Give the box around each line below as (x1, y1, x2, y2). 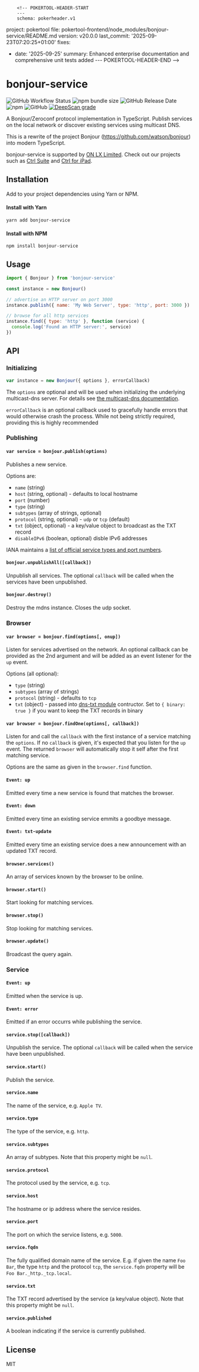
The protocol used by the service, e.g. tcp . (6, 1179, 111, 1186)
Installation (6, 174, 49, 184)
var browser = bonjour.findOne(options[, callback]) (6, 720, 140, 727)
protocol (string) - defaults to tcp (14, 695, 97, 702)
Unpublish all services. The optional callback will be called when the (6, 572, 174, 579)
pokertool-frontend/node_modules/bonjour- (61, 26, 169, 33)
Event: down (6, 803, 36, 809)
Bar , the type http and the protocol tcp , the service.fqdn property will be (6, 1263, 185, 1270)
